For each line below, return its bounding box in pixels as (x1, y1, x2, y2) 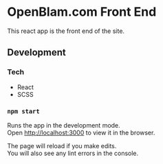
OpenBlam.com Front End (7, 4, 157, 20)
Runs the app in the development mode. (7, 121, 120, 129)
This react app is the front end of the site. (7, 27, 125, 35)
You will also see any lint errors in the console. (7, 149, 139, 157)
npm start (7, 107, 40, 115)
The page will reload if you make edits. (7, 141, 117, 150)
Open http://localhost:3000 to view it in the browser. (7, 128, 155, 137)
